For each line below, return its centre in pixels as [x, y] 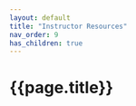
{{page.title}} [61, 88]
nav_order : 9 [34, 34]
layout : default [40, 18]
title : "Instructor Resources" [68, 26]
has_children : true [46, 43]
